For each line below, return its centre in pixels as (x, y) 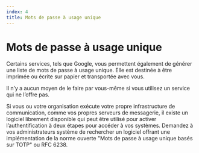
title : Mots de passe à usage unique (54, 17)
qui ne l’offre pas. (28, 95)
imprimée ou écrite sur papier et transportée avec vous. (75, 76)
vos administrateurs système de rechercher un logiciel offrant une (88, 132)
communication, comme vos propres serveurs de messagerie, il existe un (97, 113)
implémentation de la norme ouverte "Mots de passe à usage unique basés (99, 139)
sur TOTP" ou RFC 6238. (37, 145)
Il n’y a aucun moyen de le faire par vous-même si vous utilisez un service (98, 89)
